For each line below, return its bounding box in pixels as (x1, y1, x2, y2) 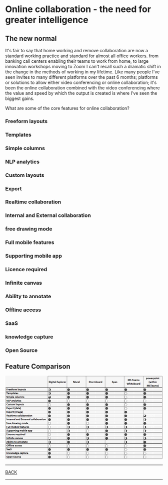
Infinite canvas (5, 279, 42, 286)
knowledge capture (5, 333, 53, 340)
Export (5, 185, 22, 192)
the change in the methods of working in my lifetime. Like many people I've (5, 69, 160, 75)
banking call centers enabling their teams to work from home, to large (5, 58, 149, 64)
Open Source (5, 346, 38, 353)
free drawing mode (5, 225, 52, 232)
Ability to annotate (5, 293, 51, 300)
